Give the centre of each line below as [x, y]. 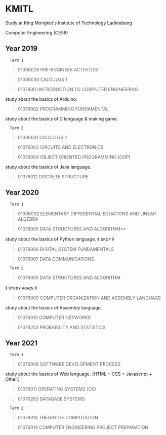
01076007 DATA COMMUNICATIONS [56, 259]
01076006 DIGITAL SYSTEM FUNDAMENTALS [66, 249]
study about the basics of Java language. [48, 167]
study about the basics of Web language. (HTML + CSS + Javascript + [79, 374]
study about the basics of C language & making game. [62, 118]
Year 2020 [22, 193]
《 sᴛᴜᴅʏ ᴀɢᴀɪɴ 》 [21, 288]
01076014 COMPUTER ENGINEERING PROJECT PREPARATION [83, 427]
